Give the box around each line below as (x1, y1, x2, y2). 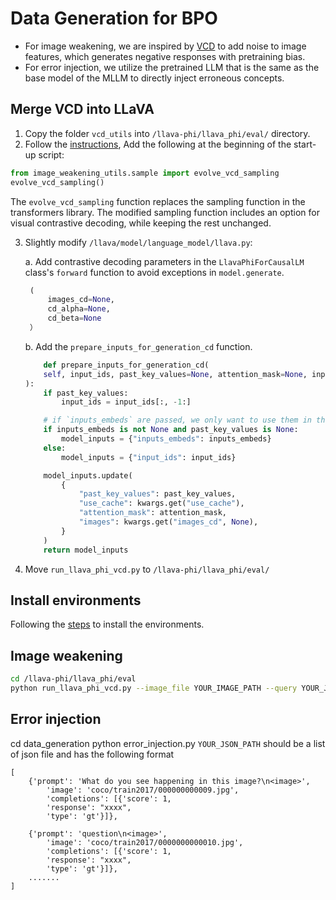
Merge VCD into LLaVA (10, 101, 155, 118)
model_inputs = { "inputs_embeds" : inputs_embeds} (61, 434, 272, 444)
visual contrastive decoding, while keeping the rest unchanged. (10, 217, 272, 229)
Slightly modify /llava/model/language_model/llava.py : (24, 236, 253, 248)
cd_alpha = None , (47, 304, 111, 314)
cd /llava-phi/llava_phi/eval (10, 674, 137, 684)
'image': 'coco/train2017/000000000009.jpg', (46, 785, 240, 795)
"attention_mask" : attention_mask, (78, 508, 227, 518)
